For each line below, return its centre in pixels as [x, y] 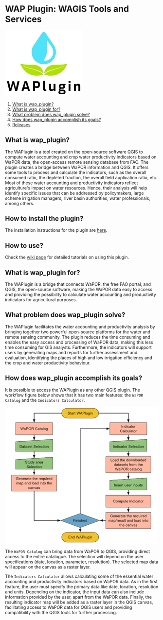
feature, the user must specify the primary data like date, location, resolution [82, 587]
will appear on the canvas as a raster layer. [48, 567]
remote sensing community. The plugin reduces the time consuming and [78, 337]
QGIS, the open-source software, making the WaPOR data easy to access [79, 290]
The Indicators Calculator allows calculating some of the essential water [79, 576]
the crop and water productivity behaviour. [48, 362]
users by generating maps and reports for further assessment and [71, 352]
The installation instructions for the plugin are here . [56, 230]
